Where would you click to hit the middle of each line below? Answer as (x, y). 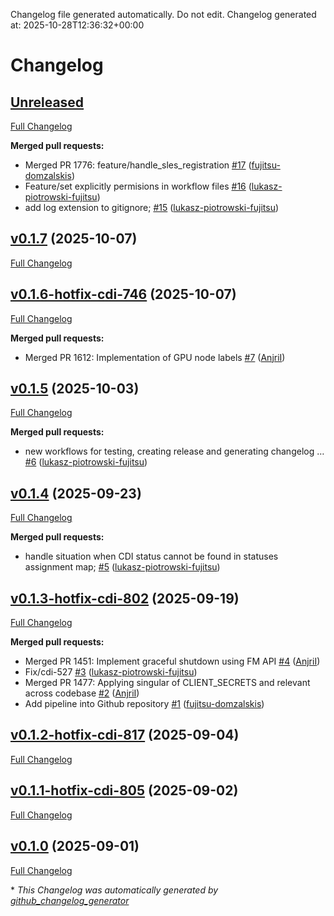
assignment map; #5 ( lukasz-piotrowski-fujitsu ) (122, 567)
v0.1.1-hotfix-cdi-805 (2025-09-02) (124, 790)
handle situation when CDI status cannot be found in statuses (151, 556)
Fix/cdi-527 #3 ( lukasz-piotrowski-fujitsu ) (111, 672)
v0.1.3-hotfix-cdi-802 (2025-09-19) (125, 598)
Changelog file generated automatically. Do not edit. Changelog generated (163, 14)
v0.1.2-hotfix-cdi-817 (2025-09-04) (125, 735)
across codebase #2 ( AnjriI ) (82, 693)
